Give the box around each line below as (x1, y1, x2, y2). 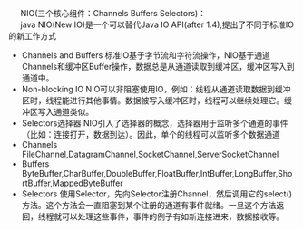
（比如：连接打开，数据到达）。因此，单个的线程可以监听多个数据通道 (21, 129, 280, 139)
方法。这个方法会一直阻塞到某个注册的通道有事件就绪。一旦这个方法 (21, 200, 277, 210)
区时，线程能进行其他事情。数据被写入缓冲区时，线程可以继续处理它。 (21, 95, 285, 106)
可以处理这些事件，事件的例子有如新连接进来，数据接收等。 (61, 211, 285, 222)
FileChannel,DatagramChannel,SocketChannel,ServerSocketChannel (21, 149, 279, 159)
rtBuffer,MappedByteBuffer (21, 177, 123, 188)
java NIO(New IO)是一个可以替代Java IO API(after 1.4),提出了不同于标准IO (20, 19, 295, 30)
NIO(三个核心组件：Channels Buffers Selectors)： (20, 8, 206, 18)
